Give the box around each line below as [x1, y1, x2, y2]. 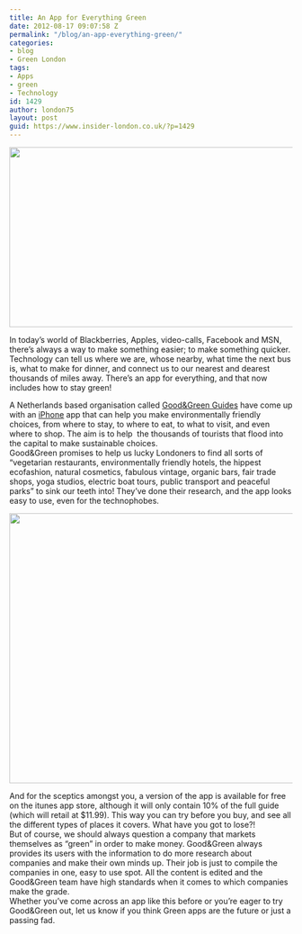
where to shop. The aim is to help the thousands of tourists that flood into [9, 428, 284, 439]
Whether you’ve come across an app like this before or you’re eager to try [9, 896, 283, 906]
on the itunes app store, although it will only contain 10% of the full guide [9, 800, 280, 811]
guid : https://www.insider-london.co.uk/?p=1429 [9, 122, 195, 131]
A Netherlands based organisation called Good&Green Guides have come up [9, 400, 293, 410]
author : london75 [9, 105, 75, 114]
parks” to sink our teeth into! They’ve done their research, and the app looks [9, 486, 292, 496]
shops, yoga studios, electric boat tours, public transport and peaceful [9, 476, 271, 487]
